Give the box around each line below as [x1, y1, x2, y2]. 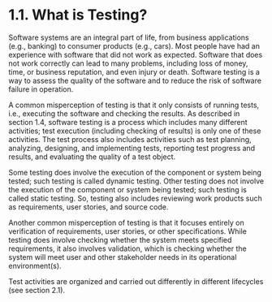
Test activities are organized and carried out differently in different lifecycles [8, 276, 264, 286]
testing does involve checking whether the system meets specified [8, 235, 232, 244]
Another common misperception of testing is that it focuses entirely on [8, 218, 245, 227]
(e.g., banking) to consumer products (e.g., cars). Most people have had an [8, 41, 260, 50]
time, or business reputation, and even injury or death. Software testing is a [8, 67, 260, 76]
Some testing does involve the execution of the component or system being [8, 167, 262, 177]
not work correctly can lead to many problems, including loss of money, [8, 58, 248, 68]
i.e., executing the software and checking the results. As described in [8, 108, 240, 119]
